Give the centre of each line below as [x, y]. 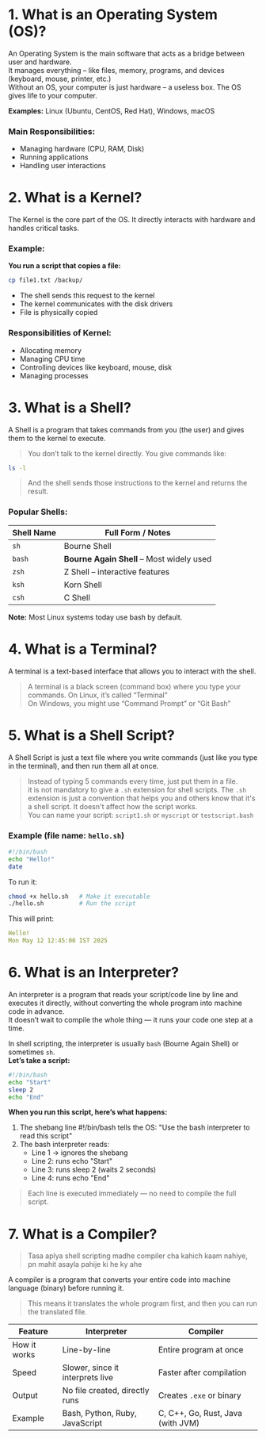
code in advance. [36, 1011]
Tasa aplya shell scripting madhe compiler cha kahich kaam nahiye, [137, 1256]
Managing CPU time [52, 359]
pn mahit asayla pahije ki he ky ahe [85, 1264]
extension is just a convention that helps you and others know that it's [141, 798]
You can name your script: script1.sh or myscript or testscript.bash [141, 815]
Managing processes [54, 375]
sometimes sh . [32, 1052]
